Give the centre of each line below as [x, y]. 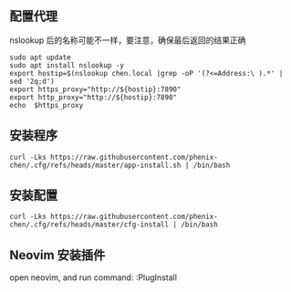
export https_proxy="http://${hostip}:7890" [95, 89]
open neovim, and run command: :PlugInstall [94, 277]
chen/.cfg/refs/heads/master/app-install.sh [95, 165]
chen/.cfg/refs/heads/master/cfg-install [89, 225]
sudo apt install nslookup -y [67, 65]
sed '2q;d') [32, 81]
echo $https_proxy [47, 105]
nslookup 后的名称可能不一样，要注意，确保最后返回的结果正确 [128, 40]
